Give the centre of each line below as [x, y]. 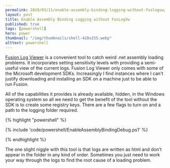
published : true [22, 24]
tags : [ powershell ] [26, 29]
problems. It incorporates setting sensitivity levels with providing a [74, 62]
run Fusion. [17, 84]
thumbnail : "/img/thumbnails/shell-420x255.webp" [59, 38]
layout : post [19, 15]
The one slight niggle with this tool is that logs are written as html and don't [83, 149]
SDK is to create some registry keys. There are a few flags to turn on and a [83, 105]
